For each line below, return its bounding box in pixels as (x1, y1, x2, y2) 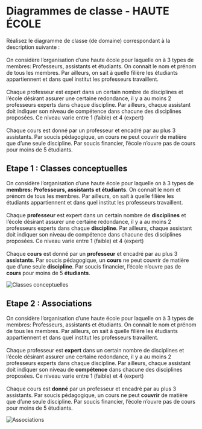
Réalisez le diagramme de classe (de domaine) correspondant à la (6, 37, 171, 44)
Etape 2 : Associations (6, 299, 92, 309)
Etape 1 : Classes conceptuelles (6, 164, 128, 174)
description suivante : (6, 43, 60, 51)
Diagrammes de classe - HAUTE (6, 4, 170, 18)
